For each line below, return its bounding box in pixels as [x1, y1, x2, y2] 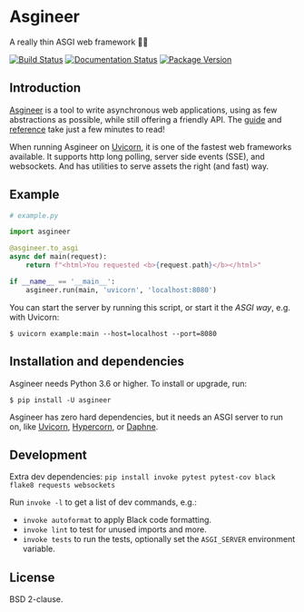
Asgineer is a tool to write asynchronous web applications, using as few [9, 104, 278, 115]
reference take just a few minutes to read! [9, 123, 165, 134]
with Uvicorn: [9, 311, 60, 322]
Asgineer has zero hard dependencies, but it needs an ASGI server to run [9, 411, 283, 422]
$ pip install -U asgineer [9, 395, 112, 405]
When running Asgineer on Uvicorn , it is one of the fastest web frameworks [9, 141, 292, 152]
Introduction [9, 80, 82, 96]
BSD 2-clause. [9, 594, 64, 605]
